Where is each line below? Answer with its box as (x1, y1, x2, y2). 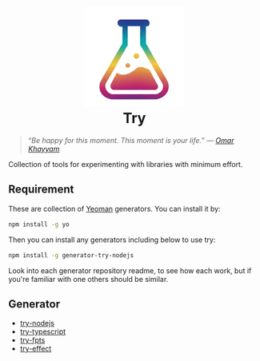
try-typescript (19, 327, 66, 336)
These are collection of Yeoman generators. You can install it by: (8, 204, 222, 213)
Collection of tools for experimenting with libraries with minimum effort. (8, 159, 243, 169)
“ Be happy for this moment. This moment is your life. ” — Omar (27, 135, 234, 145)
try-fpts (19, 335, 46, 345)
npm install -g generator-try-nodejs (8, 251, 134, 260)
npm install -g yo (8, 220, 70, 228)
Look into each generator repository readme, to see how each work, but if (8, 265, 252, 276)
